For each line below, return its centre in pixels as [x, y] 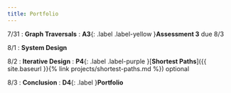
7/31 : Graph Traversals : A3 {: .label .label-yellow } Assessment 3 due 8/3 [116, 34]
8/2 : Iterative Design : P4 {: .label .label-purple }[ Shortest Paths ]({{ [107, 61]
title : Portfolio [33, 14]
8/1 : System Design [37, 47]
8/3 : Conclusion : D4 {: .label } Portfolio [65, 82]
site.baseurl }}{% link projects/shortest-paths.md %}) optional [98, 68]
